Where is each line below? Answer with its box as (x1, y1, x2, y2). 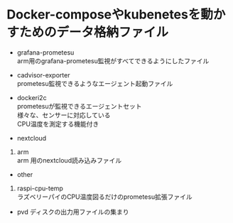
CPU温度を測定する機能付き (16, 119, 99, 128)
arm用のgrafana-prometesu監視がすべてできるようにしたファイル (16, 56, 210, 65)
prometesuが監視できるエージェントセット (16, 102, 142, 110)
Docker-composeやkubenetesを (6, 6, 201, 23)
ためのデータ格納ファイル (19, 24, 169, 40)
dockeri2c (16, 93, 47, 102)
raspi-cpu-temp (16, 184, 63, 192)
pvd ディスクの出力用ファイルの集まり (16, 207, 129, 216)
